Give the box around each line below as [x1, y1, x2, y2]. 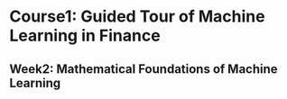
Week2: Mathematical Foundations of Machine [9, 61, 278, 76]
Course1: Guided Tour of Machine [9, 6, 265, 27]
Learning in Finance [9, 25, 161, 46]
